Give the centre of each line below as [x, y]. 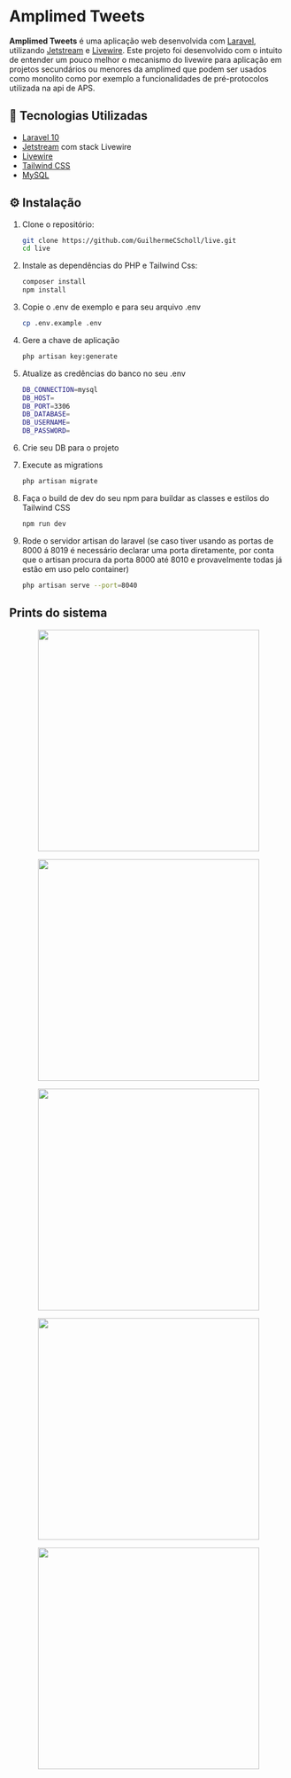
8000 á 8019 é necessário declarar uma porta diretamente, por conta [148, 550]
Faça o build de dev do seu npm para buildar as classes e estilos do [145, 497]
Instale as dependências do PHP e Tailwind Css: [110, 266]
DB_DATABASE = [46, 414]
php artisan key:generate [69, 356]
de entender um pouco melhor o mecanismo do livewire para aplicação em [145, 59]
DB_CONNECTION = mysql [60, 389]
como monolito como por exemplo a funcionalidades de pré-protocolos [139, 78]
